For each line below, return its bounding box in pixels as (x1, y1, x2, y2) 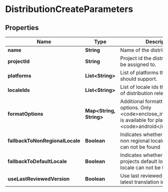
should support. (120, 75, 157, 82)
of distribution (120, 90, 153, 96)
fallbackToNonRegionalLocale (7, 137, 80, 144)
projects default (120, 158, 157, 164)
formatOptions (7, 110, 43, 117)
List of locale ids (120, 83, 159, 90)
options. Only (120, 104, 151, 111)
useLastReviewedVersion (7, 175, 70, 182)
